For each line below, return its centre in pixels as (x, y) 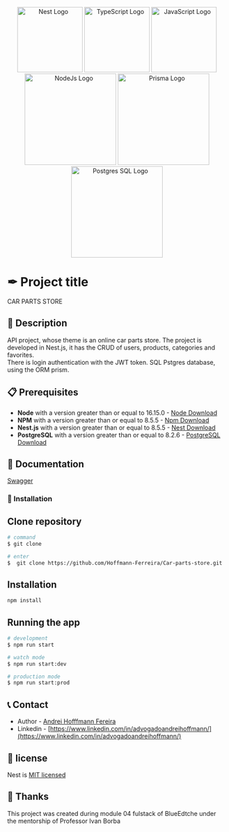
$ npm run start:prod (39, 683)
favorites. (21, 354)
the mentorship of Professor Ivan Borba (64, 821)
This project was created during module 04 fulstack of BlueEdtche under (112, 813)
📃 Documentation (46, 464)
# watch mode (26, 657)
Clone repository (45, 521)
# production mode (34, 676)
